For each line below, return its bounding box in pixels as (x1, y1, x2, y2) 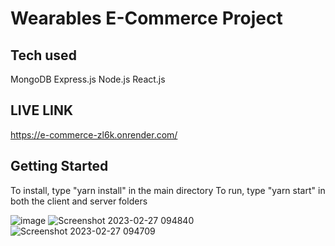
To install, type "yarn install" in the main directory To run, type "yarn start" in (10, 184, 326, 196)
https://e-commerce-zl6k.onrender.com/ (10, 128, 178, 141)
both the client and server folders (10, 195, 148, 207)
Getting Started (10, 158, 109, 175)
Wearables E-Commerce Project (10, 7, 283, 30)
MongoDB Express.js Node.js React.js (10, 73, 166, 85)
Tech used (10, 47, 77, 64)
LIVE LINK (10, 102, 74, 119)
